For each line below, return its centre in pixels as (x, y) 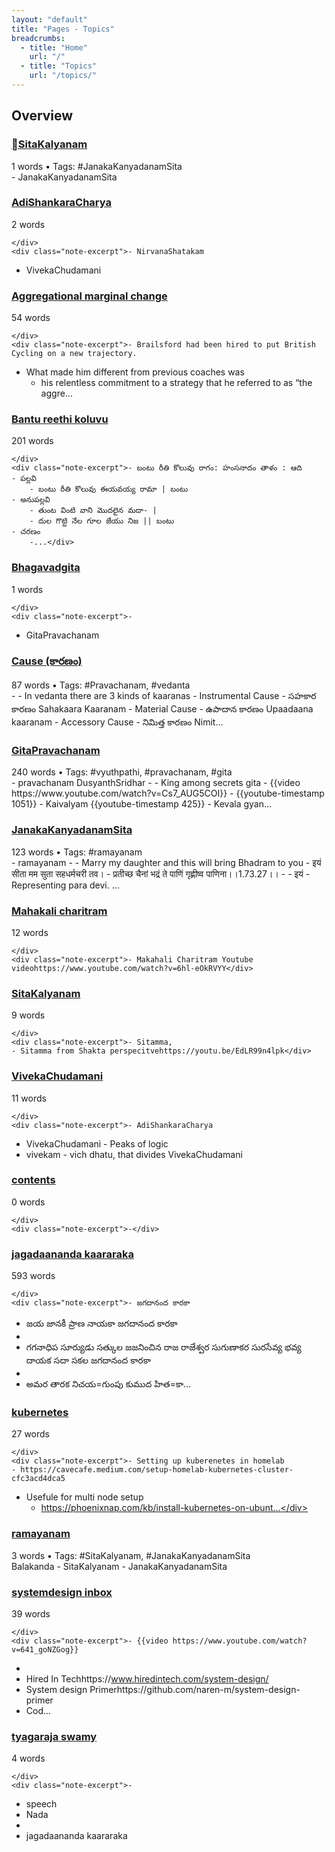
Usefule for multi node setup (84, 1497)
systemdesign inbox (62, 1592)
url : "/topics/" (63, 76)
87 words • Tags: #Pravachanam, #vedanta (101, 685)
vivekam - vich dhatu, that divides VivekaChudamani (134, 1154)
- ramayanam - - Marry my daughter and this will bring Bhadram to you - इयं (166, 862)
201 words (32, 441)
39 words (31, 1614)
